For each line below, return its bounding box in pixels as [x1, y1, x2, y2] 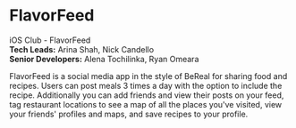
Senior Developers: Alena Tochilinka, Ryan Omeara [9, 53, 199, 64]
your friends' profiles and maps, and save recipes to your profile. [9, 108, 249, 119]
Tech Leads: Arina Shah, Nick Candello [9, 44, 155, 54]
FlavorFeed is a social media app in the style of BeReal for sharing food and [9, 70, 288, 81]
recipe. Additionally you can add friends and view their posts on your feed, [9, 90, 284, 100]
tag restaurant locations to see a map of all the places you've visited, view [9, 99, 283, 109]
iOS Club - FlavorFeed [9, 35, 91, 45]
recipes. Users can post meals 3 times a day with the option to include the [9, 80, 283, 91]
